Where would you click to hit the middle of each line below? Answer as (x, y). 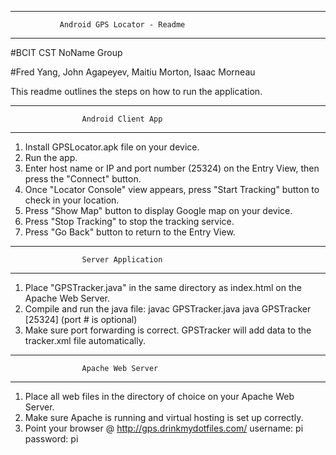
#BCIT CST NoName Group (66, 52)
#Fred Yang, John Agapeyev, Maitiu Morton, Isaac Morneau (133, 72)
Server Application (122, 260)
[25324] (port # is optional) (81, 319)
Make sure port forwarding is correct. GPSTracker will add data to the (168, 330)
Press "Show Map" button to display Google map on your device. (158, 210)
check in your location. (72, 200)
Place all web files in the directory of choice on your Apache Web (159, 396)
